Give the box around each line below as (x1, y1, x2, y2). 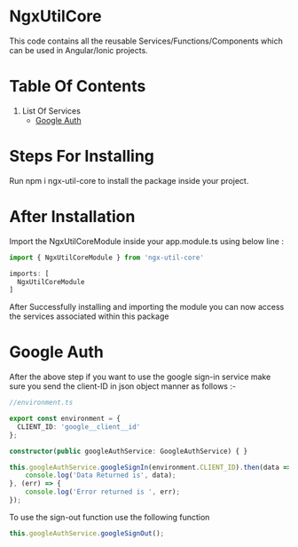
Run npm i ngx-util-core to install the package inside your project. (9, 175, 249, 186)
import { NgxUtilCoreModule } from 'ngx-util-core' (9, 253, 204, 262)
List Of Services (21, 105, 82, 116)
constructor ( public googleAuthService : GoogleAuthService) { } (9, 447, 248, 456)
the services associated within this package (9, 311, 169, 321)
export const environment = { (9, 415, 122, 424)
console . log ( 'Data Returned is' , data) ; (25, 471, 176, 480)
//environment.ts (9, 398, 74, 408)
